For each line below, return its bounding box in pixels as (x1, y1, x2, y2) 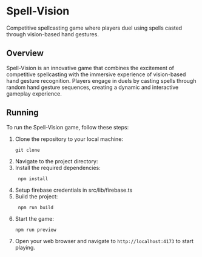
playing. (15, 244, 35, 251)
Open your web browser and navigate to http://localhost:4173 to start (15, 237, 194, 244)
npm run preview (15, 227, 56, 233)
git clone (15, 147, 41, 153)
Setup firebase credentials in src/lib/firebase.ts (15, 186, 133, 194)
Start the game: (15, 215, 55, 222)
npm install (18, 175, 49, 182)
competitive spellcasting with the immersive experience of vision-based (6, 71, 186, 78)
